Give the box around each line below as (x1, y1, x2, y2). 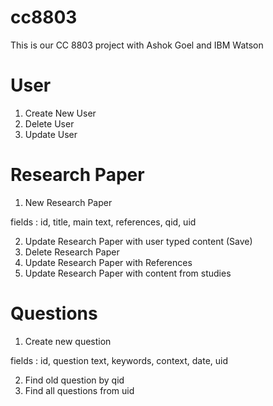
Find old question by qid (24, 374, 125, 386)
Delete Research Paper (24, 246, 120, 258)
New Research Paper (24, 196, 113, 208)
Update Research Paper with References (24, 256, 193, 268)
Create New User (24, 107, 97, 119)
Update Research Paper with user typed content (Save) (24, 235, 253, 247)
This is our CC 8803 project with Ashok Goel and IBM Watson (10, 39, 264, 51)
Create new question (24, 335, 112, 347)
